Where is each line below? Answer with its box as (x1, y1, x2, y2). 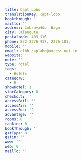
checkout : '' (5, 94, 32, 99)
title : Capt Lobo (5, 7, 41, 12)
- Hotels (9, 71, 27, 76)
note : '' (5, 57, 23, 62)
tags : (5, 67, 16, 72)
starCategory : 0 (5, 89, 38, 94)
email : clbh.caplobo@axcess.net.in (5, 48, 78, 53)
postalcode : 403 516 (5, 35, 47, 40)
